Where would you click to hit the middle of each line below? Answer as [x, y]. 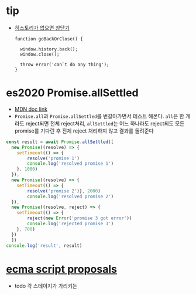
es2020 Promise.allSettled [72, 93]
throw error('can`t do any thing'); [65, 65]
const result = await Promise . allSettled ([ [60, 142]
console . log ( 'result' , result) [44, 245]
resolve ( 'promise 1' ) [54, 158]
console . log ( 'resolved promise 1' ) [71, 164]
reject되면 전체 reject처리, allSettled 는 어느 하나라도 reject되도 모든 [105, 123]
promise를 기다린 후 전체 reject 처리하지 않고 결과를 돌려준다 [84, 131]
